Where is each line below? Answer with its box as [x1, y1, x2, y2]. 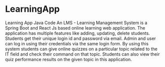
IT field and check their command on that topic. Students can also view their [5, 51, 160, 57]
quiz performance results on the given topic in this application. [5, 56, 132, 62]
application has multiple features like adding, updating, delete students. [5, 30, 150, 36]
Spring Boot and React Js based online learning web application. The [5, 25, 145, 31]
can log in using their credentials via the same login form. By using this [5, 40, 149, 46]
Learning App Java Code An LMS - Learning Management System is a [5, 20, 148, 26]
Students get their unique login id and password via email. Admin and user [5, 35, 156, 41]
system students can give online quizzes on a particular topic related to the [5, 46, 158, 52]
